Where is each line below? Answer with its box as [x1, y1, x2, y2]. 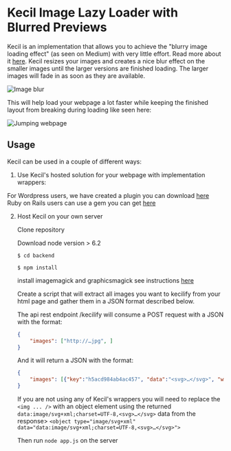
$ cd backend [16, 252, 55, 259]
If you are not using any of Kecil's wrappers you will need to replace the [16, 395, 221, 403]
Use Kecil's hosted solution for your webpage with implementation [16, 170, 206, 179]
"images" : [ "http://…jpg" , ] [30, 337, 113, 344]
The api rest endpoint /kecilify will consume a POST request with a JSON [16, 310, 224, 319]
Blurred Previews [7, 19, 108, 35]
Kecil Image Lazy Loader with [7, 5, 179, 21]
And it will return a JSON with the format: [16, 357, 134, 365]
